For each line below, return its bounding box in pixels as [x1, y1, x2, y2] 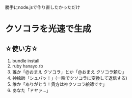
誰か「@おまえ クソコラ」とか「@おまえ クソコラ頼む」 [12, 69, 127, 75]
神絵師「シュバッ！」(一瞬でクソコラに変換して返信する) [12, 75, 128, 81]
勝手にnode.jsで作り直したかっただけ [5, 4, 80, 10]
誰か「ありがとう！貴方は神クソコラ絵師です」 [12, 81, 107, 87]
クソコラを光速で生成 [5, 24, 92, 34]
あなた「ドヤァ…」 [12, 88, 51, 93]
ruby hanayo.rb [12, 63, 43, 69]
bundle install [12, 58, 40, 64]
